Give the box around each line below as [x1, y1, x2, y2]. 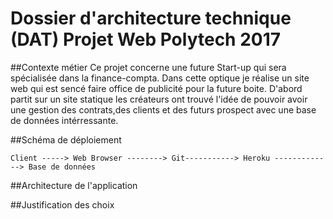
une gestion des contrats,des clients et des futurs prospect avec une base [10, 103, 317, 116]
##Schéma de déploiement [10, 133, 122, 146]
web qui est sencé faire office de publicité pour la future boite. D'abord [10, 82, 303, 94]
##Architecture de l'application [10, 179, 138, 191]
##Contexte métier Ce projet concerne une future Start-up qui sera [10, 61, 287, 73]
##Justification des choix [10, 198, 115, 211]
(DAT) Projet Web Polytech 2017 [10, 28, 282, 51]
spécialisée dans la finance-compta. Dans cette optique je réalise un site [10, 72, 310, 84]
